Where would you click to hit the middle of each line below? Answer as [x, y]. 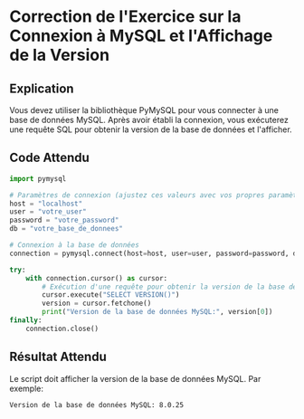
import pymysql [38, 178]
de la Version [60, 55]
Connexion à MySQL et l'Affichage [141, 36]
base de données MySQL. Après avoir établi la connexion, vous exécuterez [149, 120]
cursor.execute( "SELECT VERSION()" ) [111, 295]
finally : [26, 320]
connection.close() [62, 329]
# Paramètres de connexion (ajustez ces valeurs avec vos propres [137, 195]
